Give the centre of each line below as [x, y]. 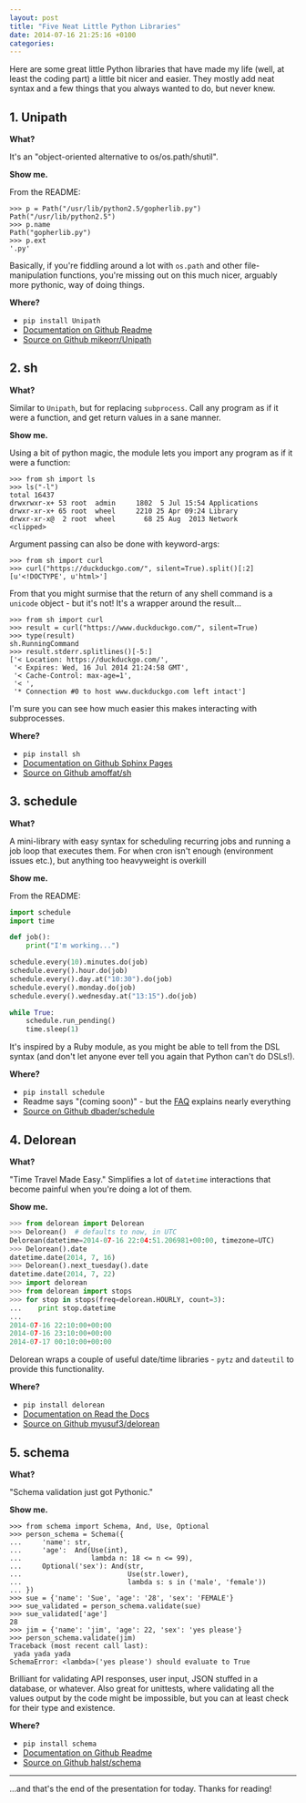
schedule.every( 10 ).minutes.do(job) [79, 962]
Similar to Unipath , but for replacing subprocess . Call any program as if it [144, 407]
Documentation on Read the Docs [86, 1414]
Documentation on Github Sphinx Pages [97, 763]
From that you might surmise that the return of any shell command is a [141, 593]
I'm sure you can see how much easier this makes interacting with [133, 708]
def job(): [30, 937]
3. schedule [43, 801]
